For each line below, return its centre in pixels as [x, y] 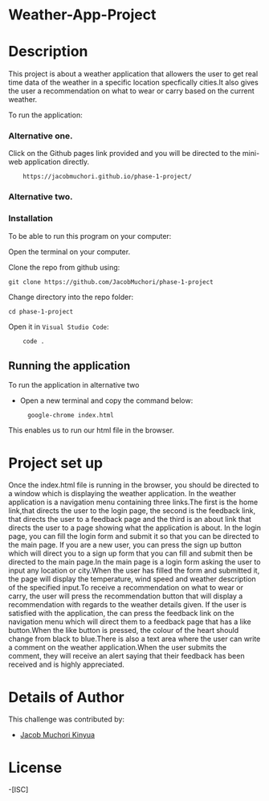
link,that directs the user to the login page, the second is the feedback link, [132, 511]
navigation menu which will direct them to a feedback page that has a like [130, 622]
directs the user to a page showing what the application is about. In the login [134, 528]
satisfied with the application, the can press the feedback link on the [121, 614]
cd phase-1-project [41, 311]
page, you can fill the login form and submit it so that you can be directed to [134, 536]
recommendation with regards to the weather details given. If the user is [128, 605]
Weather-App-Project [82, 15]
